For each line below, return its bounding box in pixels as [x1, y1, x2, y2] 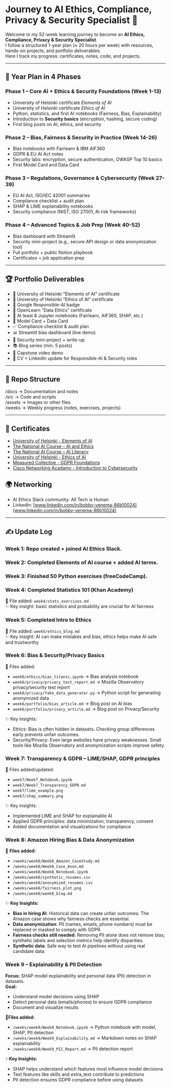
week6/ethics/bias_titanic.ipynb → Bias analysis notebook [12, 673, 139, 679]
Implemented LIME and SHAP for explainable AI [12, 813, 112, 819]
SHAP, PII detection [12, 1029, 54, 1035]
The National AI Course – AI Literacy [12, 448, 89, 454]
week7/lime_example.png [12, 788, 64, 794]
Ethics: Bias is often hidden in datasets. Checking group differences [12, 726, 155, 732]
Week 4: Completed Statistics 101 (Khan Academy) [5, 586, 134, 593]
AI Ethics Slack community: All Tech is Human [12, 496, 109, 502]
